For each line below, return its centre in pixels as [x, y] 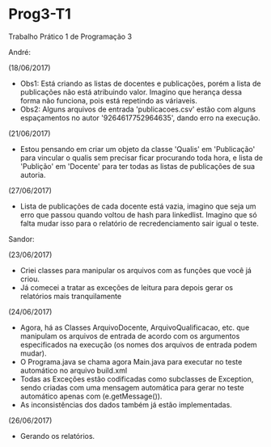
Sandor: [21, 238]
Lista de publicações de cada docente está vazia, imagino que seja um [138, 206]
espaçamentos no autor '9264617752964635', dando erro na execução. [140, 117]
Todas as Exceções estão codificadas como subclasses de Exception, [137, 379]
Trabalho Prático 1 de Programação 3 [70, 36]
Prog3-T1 [40, 14]
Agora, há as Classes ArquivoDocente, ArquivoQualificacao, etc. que [135, 327]
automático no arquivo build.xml [74, 370]
